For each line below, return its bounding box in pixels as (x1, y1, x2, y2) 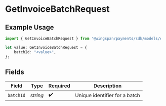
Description (93, 82, 122, 89)
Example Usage (5, 23, 54, 32)
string (30, 92, 44, 99)
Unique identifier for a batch (75, 92, 140, 99)
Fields (5, 68, 25, 76)
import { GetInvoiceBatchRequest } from (5, 36, 90, 41)
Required (48, 82, 71, 89)
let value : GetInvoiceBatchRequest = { (5, 45, 87, 50)
